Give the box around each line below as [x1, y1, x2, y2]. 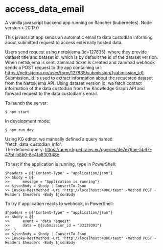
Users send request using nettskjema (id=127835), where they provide [5, 49, 147, 55]
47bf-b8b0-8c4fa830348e [5, 152, 60, 158]
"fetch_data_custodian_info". [5, 141, 63, 147]
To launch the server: [5, 100, 48, 106]
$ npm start [5, 109, 29, 114]
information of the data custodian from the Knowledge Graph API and [5, 85, 145, 91]
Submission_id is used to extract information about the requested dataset [5, 75, 153, 81]
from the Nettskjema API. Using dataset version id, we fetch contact [5, 80, 142, 86]
